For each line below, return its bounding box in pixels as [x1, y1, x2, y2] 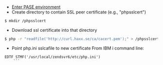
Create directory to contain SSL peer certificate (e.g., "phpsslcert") [11, 9, 146, 15]
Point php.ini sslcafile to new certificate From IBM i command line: [11, 45, 145, 51]
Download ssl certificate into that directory [11, 27, 97, 33]
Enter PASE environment [11, 4, 61, 10]
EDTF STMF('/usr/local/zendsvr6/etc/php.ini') [4, 54, 101, 59]
